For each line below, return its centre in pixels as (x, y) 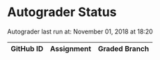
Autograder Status (62, 12)
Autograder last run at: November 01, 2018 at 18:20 (80, 31)
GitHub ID (27, 48)
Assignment (71, 48)
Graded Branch (123, 48)
